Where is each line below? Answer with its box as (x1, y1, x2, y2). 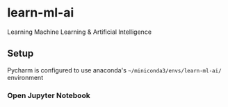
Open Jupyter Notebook (7, 90, 90, 100)
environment (7, 73, 44, 81)
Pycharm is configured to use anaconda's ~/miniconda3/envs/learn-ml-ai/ (7, 66, 222, 74)
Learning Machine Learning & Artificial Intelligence (7, 28, 152, 36)
